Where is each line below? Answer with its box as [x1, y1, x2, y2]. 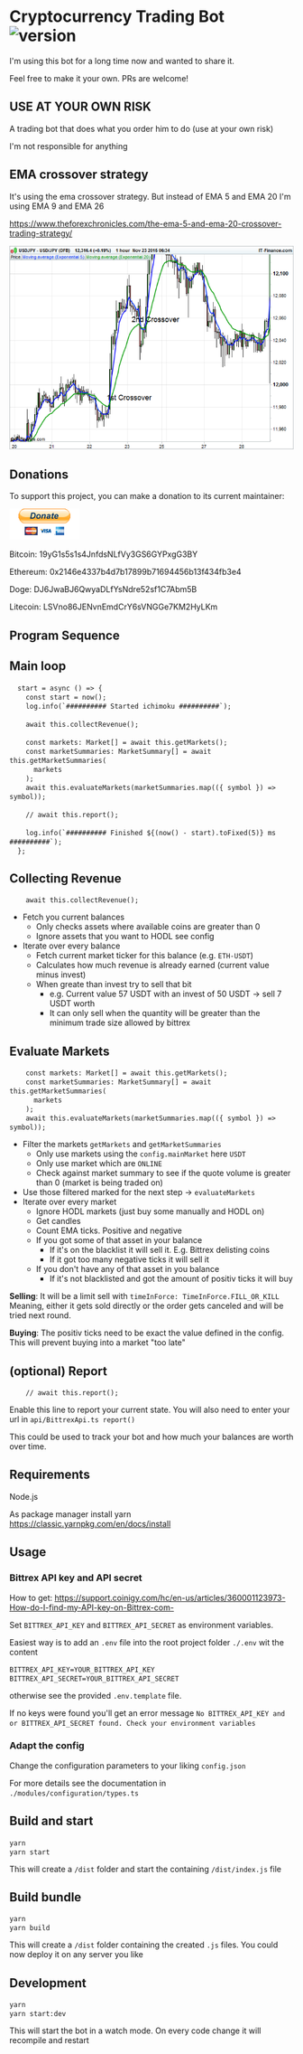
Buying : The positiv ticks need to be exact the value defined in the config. [9, 1327, 285, 1339]
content [9, 1646, 39, 1657]
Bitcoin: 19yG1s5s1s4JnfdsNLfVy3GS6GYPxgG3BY [9, 549, 198, 560]
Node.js [9, 1491, 39, 1502]
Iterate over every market [22, 1196, 117, 1208]
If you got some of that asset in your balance [35, 1235, 203, 1246]
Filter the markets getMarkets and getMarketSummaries [22, 1139, 222, 1150]
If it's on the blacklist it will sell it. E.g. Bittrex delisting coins [49, 1245, 271, 1256]
